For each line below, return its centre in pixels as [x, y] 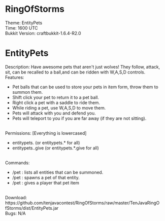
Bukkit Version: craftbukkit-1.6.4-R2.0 [43, 33]
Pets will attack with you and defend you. [54, 113]
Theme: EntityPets [24, 23]
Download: [16, 197]
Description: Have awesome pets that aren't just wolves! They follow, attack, [82, 67]
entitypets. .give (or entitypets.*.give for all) [56, 148]
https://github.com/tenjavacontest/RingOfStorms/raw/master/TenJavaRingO [82, 203]
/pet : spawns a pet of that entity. [46, 177]
